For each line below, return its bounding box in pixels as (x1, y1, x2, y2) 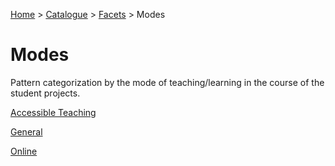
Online (10, 145, 38, 157)
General (10, 125, 43, 138)
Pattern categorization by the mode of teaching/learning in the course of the (10, 76, 325, 88)
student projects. (10, 87, 81, 99)
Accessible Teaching (10, 106, 97, 118)
